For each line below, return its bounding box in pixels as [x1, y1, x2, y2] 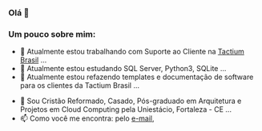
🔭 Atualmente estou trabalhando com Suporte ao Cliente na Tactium [19, 47, 244, 57]
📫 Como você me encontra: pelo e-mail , [19, 113, 155, 123]
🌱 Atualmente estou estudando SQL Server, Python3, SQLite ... [19, 64, 227, 73]
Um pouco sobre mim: [8, 28, 96, 39]
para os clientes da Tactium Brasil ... [19, 81, 140, 90]
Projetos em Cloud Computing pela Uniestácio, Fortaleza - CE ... [19, 105, 232, 114]
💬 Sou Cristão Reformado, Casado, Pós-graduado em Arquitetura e [19, 96, 242, 106]
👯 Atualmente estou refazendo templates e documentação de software [19, 72, 254, 82]
